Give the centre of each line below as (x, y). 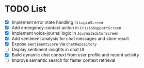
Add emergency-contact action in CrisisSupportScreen (66, 28)
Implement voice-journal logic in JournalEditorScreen (65, 33)
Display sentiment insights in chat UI (48, 50)
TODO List (25, 9)
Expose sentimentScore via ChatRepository (54, 44)
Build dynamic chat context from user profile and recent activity (75, 55)
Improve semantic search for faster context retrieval (64, 60)
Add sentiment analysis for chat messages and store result (70, 39)
